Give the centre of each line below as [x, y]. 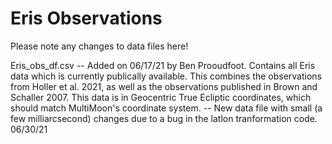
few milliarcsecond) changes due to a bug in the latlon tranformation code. [164, 118]
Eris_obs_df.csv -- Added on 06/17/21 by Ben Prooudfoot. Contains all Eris [163, 65]
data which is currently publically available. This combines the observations [166, 76]
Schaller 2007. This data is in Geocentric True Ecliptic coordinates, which [161, 97]
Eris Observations [86, 18]
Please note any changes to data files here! [99, 46]
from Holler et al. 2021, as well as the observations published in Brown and [164, 86]
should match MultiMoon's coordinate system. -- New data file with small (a [166, 108]
